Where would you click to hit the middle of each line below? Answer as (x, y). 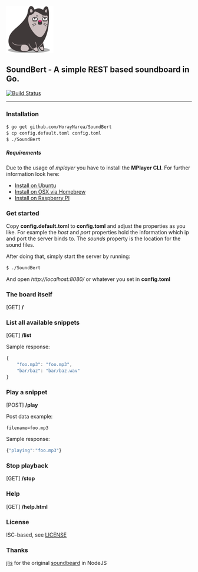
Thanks (17, 550)
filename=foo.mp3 (27, 428)
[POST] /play (22, 405)
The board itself (29, 294)
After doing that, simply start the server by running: (68, 256)
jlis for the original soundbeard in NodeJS (57, 563)
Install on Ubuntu (35, 185)
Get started (23, 213)
